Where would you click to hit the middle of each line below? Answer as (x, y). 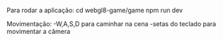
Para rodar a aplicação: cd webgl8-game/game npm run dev (95, 10)
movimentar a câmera (39, 31)
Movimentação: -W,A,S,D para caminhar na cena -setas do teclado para (111, 24)
